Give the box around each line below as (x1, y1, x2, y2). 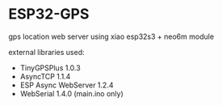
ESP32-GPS (8, 5, 90, 23)
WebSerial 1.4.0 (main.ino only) (19, 88, 124, 98)
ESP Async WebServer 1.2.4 (19, 80, 114, 90)
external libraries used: (8, 47, 85, 57)
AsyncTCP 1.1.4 (19, 71, 71, 81)
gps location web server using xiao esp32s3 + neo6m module (8, 32, 215, 41)
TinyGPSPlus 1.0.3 (19, 62, 81, 73)
